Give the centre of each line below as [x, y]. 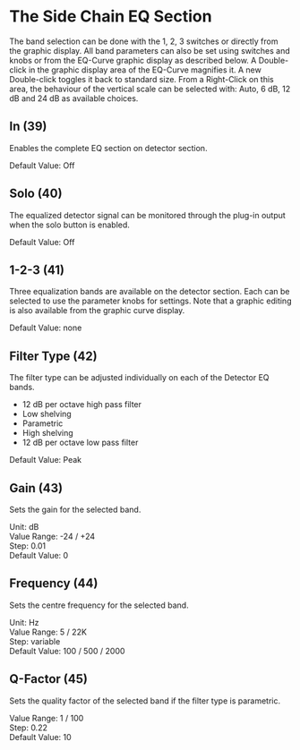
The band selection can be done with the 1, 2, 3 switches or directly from [144, 41]
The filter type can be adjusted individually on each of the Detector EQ [140, 378]
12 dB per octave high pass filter [81, 405]
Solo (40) [36, 194]
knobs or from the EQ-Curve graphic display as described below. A [133, 60]
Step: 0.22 [28, 728]
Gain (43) [36, 488]
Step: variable [35, 641]
